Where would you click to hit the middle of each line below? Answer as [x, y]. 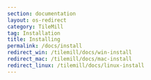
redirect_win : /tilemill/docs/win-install [70, 53]
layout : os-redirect [37, 20]
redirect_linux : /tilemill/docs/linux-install [76, 65]
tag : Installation [34, 33]
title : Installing [34, 40]
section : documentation [42, 14]
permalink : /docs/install [45, 46]
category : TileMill [35, 26]
